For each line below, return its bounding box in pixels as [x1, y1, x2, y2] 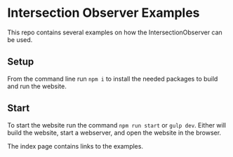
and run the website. [7, 82, 67, 90]
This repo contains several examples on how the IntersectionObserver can [7, 28, 222, 36]
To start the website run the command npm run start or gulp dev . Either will [7, 121, 227, 129]
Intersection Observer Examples [7, 5, 200, 21]
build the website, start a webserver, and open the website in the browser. [7, 128, 222, 137]
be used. [7, 35, 33, 43]
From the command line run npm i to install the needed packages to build [7, 74, 218, 83]
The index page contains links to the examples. [7, 142, 144, 150]
